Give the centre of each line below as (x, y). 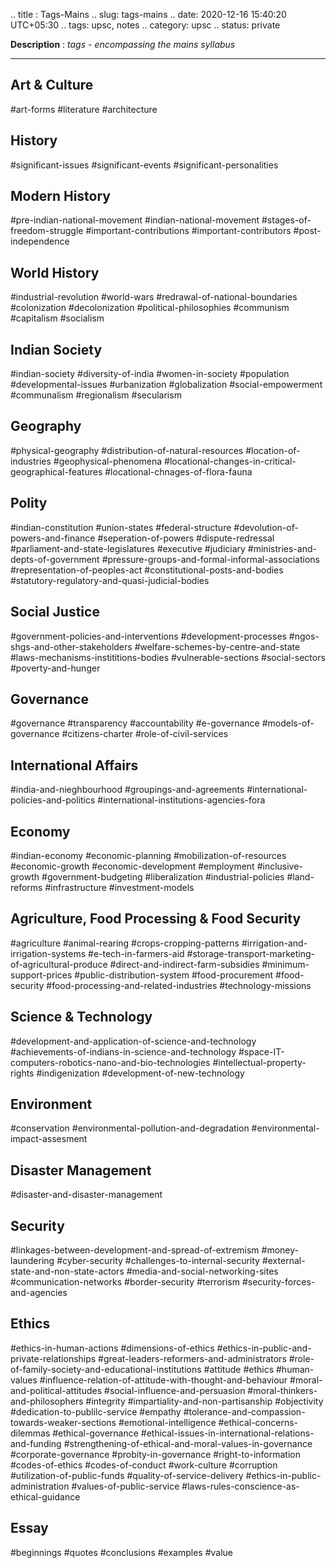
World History (55, 272)
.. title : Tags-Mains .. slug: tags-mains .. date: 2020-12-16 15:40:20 (148, 14)
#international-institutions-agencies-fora (181, 800)
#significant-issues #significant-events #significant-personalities (144, 165)
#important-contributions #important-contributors (188, 231)
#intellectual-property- (259, 1062)
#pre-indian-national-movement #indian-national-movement (135, 220)
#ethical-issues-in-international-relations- (227, 1433)
